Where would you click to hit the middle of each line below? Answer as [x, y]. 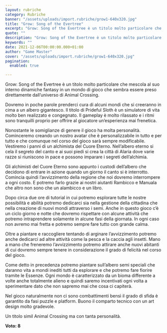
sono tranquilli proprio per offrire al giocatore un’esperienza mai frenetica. [81, 121]
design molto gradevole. [30, 306]
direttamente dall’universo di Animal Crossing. [52, 95]
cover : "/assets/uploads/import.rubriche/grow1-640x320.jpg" [70, 56]
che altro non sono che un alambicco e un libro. [54, 188]
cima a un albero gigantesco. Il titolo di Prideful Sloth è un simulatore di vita [83, 110]
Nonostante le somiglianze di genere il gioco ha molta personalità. [73, 130]
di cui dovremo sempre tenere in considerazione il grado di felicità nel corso [83, 250]
